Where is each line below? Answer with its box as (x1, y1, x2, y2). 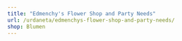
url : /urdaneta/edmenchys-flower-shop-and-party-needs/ (7, 17, 175, 24)
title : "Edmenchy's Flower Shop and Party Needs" (7, 10, 157, 17)
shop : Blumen (7, 23, 46, 30)
